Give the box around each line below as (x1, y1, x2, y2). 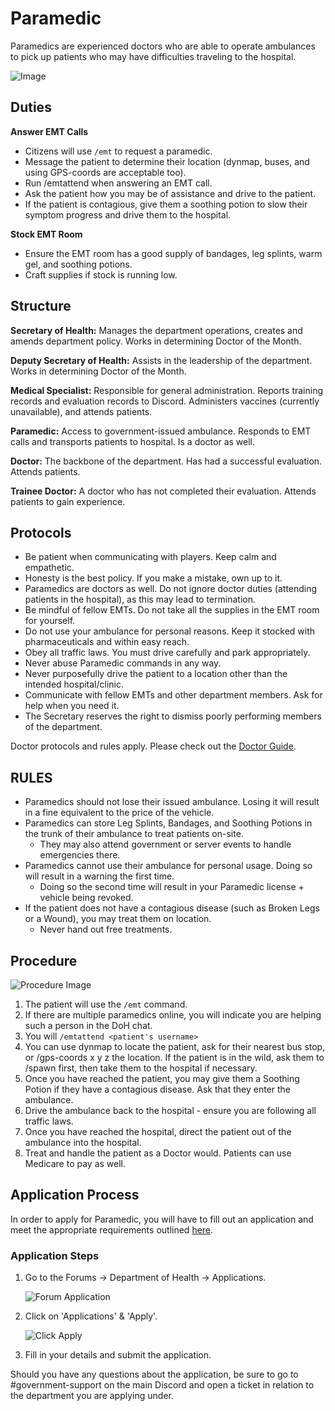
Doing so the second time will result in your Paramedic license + (39, 881, 305, 893)
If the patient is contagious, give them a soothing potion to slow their (24, 198, 308, 210)
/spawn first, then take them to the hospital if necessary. (24, 1062, 258, 1074)
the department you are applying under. (10, 1390, 174, 1402)
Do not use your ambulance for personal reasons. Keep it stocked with (24, 625, 316, 637)
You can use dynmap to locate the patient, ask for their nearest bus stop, (24, 1041, 326, 1052)
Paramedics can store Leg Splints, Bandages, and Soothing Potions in (24, 817, 313, 829)
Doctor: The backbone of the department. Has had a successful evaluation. (10, 455, 323, 467)
